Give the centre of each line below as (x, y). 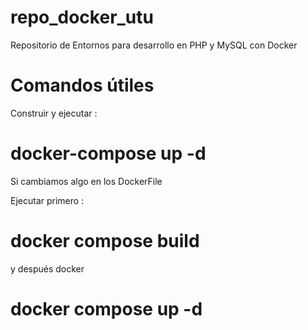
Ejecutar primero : (47, 200)
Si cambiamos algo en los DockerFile (86, 181)
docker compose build (105, 241)
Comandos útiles (82, 85)
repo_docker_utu (82, 17)
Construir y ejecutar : (54, 113)
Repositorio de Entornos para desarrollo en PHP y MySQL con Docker (154, 45)
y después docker (47, 268)
